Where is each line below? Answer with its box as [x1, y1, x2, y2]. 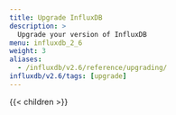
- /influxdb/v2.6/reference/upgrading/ [17, 64, 168, 73]
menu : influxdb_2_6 [9, 38, 83, 48]
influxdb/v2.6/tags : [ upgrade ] [9, 72, 127, 81]
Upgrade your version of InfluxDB [17, 30, 147, 39]
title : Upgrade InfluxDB [9, 13, 103, 22]
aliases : [9, 55, 42, 64]
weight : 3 [9, 47, 47, 56]
